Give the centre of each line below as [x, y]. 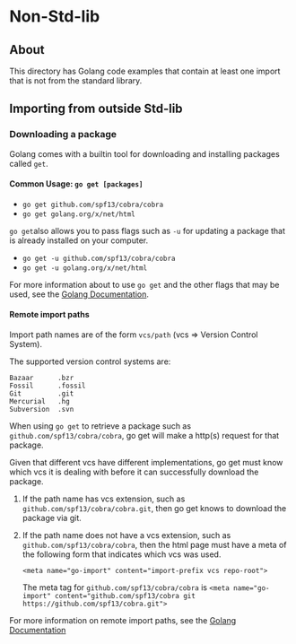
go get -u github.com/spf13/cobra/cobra [99, 258]
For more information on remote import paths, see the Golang [123, 621]
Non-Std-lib [55, 17]
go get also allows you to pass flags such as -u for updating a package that [147, 231]
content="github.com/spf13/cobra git [125, 596]
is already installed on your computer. [79, 240]
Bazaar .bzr [42, 379]
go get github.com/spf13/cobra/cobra [93, 205]
